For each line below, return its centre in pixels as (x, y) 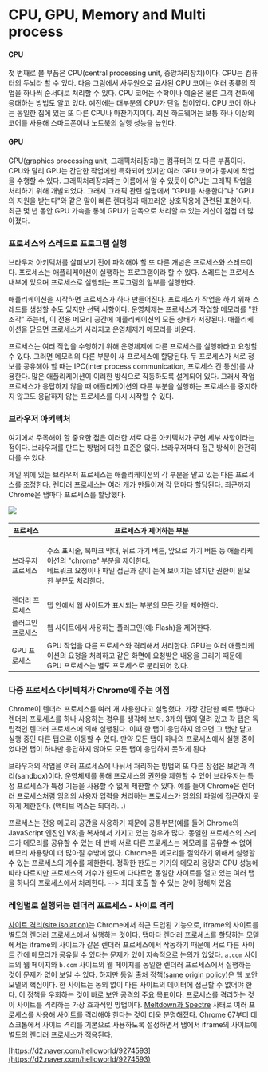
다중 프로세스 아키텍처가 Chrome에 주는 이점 (89, 691)
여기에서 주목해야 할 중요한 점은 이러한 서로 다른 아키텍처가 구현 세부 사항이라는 (132, 438)
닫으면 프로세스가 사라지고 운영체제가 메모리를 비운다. (112, 329)
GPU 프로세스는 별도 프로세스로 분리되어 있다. (118, 665)
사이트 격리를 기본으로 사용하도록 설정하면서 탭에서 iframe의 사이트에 (150, 1024)
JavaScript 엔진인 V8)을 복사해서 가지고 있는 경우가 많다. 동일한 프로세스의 (125, 833)
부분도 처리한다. (80, 580)
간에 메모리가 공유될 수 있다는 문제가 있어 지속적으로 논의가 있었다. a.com (130, 954)
